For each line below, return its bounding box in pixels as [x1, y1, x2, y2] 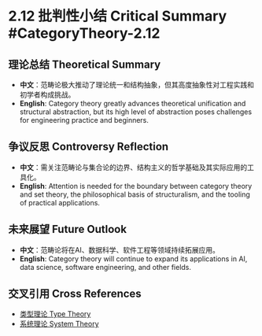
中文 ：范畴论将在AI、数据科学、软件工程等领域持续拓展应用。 [19, 245, 220, 254]
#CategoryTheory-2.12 [8, 24, 161, 42]
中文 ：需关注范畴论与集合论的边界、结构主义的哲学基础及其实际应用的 [19, 162, 248, 172]
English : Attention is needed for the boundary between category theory [19, 181, 253, 190]
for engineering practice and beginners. [19, 116, 149, 124]
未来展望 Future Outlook [8, 223, 127, 236]
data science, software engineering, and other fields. [19, 262, 191, 271]
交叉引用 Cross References [8, 287, 142, 301]
